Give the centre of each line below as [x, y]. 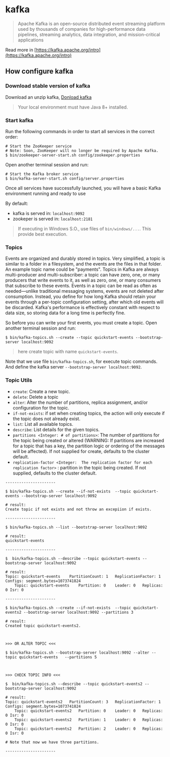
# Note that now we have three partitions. [52, 742]
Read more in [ [21, 50]
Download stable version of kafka [48, 86]
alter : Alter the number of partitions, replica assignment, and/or [80, 402]
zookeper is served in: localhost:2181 [53, 219]
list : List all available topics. [43, 424]
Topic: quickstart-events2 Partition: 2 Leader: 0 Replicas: [89, 729]
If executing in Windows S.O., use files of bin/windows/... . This [84, 228]
